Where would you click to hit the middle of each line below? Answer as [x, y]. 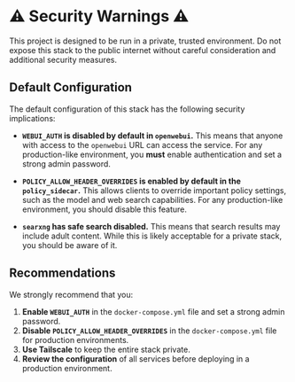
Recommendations [62, 273]
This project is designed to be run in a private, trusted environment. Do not [145, 41]
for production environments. [75, 339]
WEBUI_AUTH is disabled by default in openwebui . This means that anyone [152, 136]
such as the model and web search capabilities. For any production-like [152, 199]
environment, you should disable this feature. [105, 209]
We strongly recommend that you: [71, 294]
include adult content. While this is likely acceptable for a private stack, [152, 236]
